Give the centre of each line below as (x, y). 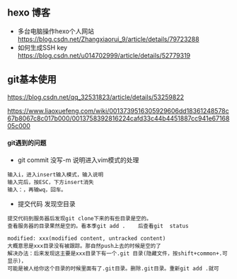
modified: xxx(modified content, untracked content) (87, 238)
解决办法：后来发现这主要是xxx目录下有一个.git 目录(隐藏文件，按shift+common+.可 (117, 254)
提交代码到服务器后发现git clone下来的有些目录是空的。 (80, 218)
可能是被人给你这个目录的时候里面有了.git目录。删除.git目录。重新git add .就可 (113, 268)
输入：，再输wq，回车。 (37, 190)
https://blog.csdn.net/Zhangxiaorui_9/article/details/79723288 (108, 39)
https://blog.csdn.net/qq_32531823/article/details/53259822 (96, 97)
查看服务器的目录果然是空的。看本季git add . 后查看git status (98, 226)
